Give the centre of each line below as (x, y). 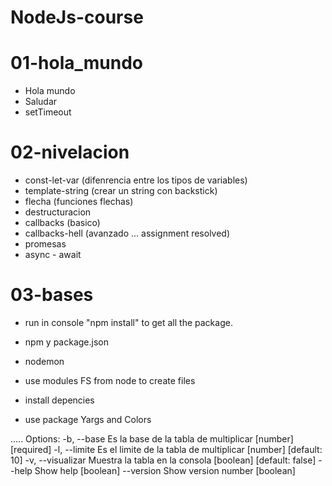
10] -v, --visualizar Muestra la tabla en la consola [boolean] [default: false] (163, 460)
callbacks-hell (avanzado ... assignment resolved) (127, 233)
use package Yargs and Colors (88, 419)
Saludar (41, 102)
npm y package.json (66, 342)
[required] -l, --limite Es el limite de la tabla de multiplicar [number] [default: (166, 449)
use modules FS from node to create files (110, 380)
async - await (53, 255)
